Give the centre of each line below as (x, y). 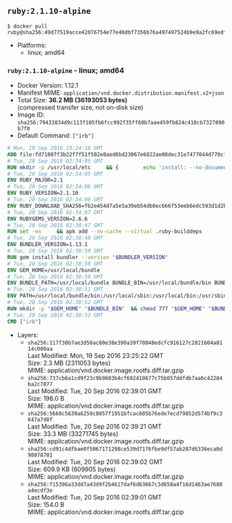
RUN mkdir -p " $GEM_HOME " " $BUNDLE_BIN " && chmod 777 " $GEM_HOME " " (109, 308)
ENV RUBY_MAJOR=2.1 (35, 180)
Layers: (28, 334)
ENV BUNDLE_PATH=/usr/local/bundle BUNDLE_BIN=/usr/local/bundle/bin (109, 283)
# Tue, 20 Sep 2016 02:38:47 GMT (55, 225)
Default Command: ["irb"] (56, 135)
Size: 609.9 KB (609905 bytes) (71, 469)
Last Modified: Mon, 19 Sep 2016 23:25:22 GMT (95, 355)
